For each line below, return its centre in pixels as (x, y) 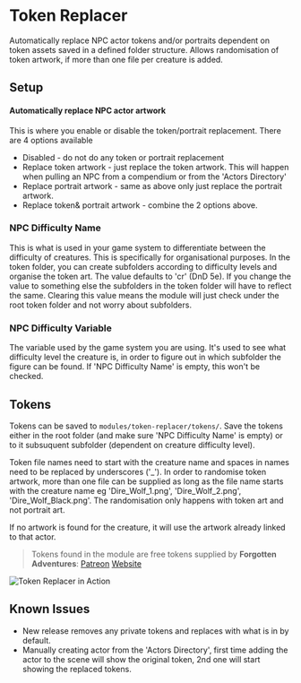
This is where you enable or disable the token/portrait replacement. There (146, 130)
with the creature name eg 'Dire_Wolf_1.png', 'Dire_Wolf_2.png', (125, 490)
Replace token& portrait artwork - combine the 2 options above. (140, 205)
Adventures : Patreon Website (86, 563)
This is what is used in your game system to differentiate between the (138, 247)
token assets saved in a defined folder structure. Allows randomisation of (144, 49)
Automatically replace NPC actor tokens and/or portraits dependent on (140, 40)
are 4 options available (51, 140)
